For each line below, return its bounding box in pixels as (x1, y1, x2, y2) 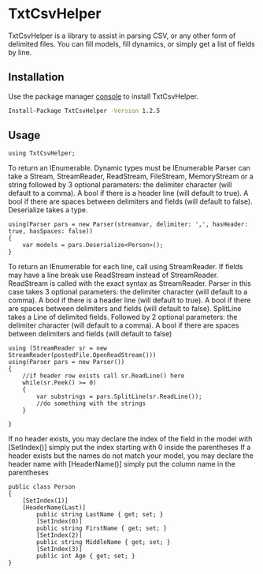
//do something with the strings (36, 400, 146, 407)
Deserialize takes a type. (8, 205, 88, 215)
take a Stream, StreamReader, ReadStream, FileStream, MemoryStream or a (8, 171, 254, 182)
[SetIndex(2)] (36, 531, 83, 539)
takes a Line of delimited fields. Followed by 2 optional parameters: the (8, 313, 238, 322)
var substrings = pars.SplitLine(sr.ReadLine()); (36, 392, 202, 401)
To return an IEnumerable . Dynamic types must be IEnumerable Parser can (8, 163, 250, 173)
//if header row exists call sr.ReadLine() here (22, 372, 185, 380)
